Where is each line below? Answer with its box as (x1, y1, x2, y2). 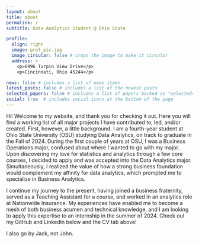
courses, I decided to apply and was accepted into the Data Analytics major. (6, 156, 192, 164)
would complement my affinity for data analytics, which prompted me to (6, 169, 182, 176)
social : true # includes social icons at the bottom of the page (6, 96, 174, 103)
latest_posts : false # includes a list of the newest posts (6, 85, 158, 91)
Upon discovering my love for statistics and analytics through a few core (6, 150, 183, 157)
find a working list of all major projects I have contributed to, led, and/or (6, 119, 181, 126)
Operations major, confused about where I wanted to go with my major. (6, 143, 179, 151)
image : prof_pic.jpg (11, 47, 62, 53)
